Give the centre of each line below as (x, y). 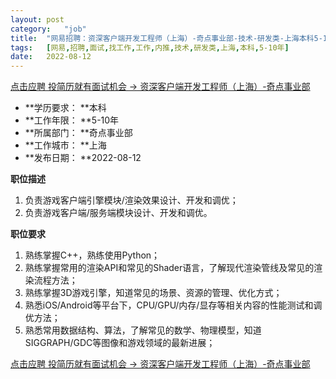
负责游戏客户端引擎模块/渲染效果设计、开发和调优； (131, 200)
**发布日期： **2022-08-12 (83, 158)
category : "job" (48, 29)
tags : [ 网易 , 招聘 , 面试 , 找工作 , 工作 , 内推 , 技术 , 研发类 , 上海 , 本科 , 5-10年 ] (150, 47)
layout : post (37, 19)
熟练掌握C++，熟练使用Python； (92, 255)
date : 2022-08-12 (51, 57)
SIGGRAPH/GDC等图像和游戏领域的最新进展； (120, 343)
